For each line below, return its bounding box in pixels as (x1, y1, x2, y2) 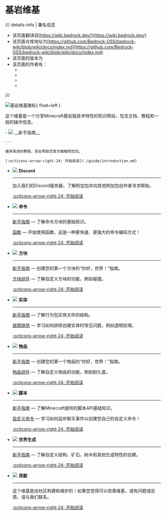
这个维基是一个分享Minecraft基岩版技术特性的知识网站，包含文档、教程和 (5, 113, 155, 119)
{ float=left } (36, 102, 61, 108)
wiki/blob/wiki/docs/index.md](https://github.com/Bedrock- (12, 44, 134, 50)
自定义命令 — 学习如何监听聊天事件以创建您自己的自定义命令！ (12, 415, 141, 421)
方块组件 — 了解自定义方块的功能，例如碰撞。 (12, 276, 106, 281)
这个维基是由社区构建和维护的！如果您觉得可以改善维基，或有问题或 (12, 487, 151, 494)
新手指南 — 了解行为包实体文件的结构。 (12, 312, 93, 317)
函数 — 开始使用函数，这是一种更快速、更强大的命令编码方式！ (12, 229, 141, 235)
